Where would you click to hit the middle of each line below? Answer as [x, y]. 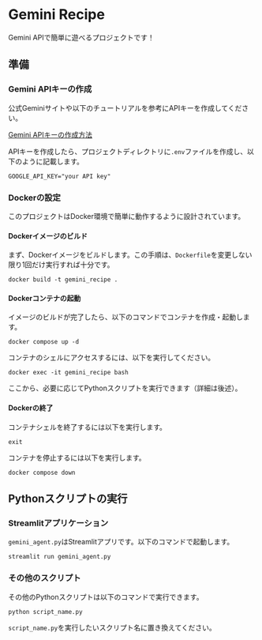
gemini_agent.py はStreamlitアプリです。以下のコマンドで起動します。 [121, 542]
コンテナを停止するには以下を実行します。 [77, 457]
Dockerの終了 [31, 408]
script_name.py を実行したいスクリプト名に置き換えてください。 [112, 627]
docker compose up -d [44, 342]
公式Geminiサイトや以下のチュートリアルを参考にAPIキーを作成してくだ [125, 107]
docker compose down [42, 472]
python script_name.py [45, 612]
